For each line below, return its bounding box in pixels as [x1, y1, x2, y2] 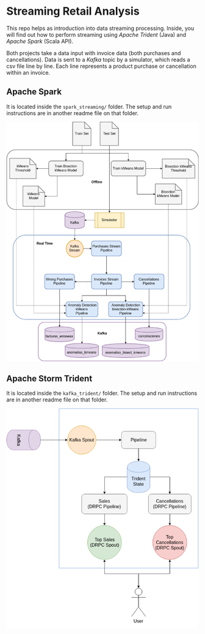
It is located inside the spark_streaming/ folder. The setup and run [6, 103, 172, 110]
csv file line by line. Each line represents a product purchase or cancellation [6, 62, 196, 70]
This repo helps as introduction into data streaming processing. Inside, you [6, 24, 195, 32]
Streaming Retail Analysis [6, 4, 140, 18]
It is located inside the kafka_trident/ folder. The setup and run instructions [6, 390, 197, 397]
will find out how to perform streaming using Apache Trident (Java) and [6, 31, 187, 38]
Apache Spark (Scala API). [6, 37, 74, 45]
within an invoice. [6, 69, 51, 76]
